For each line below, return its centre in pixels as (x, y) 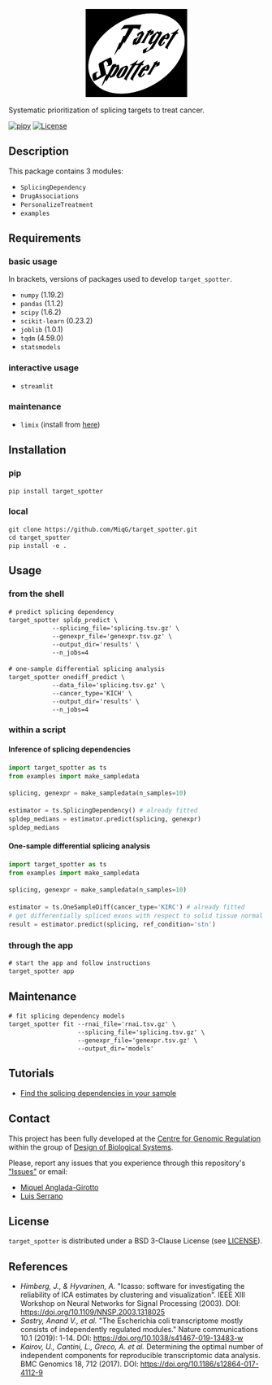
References (38, 1267)
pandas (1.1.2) (41, 304)
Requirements (45, 238)
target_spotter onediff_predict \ (67, 677)
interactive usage (44, 368)
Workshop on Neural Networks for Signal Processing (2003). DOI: (130, 1304)
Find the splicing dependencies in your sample (98, 1093)
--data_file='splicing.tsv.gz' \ (108, 685)
